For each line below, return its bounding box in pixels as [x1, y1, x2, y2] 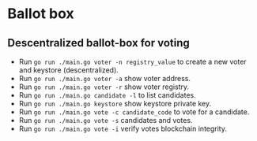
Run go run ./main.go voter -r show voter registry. [18, 82, 190, 91]
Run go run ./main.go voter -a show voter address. [18, 74, 191, 83]
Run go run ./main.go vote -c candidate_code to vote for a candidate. [18, 107, 250, 117]
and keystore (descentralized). [18, 65, 119, 75]
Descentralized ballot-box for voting [7, 36, 191, 50]
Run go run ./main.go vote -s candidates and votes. [18, 116, 193, 124]
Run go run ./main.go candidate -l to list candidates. [18, 91, 196, 99]
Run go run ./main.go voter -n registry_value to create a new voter [18, 57, 247, 66]
